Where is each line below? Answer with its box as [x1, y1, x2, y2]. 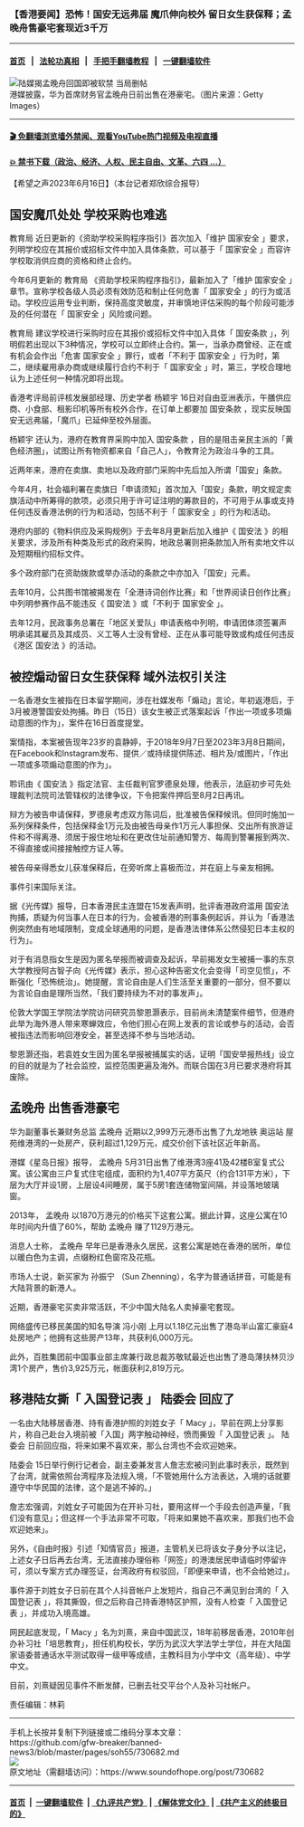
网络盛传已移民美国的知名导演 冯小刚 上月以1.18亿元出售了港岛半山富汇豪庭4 [9, 1320, 294, 1331]
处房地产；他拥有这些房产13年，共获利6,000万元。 [9, 1332, 198, 1343]
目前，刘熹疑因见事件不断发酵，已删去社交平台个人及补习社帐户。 [9, 1680, 255, 1690]
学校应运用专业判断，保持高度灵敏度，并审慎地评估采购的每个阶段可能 [24, 297, 287, 309]
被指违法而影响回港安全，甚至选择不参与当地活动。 [9, 1029, 200, 1040]
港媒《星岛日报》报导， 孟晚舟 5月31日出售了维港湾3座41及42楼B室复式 [9, 1156, 278, 1167]
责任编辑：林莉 [9, 1699, 65, 1709]
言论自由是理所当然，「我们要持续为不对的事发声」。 [16, 987, 208, 998]
